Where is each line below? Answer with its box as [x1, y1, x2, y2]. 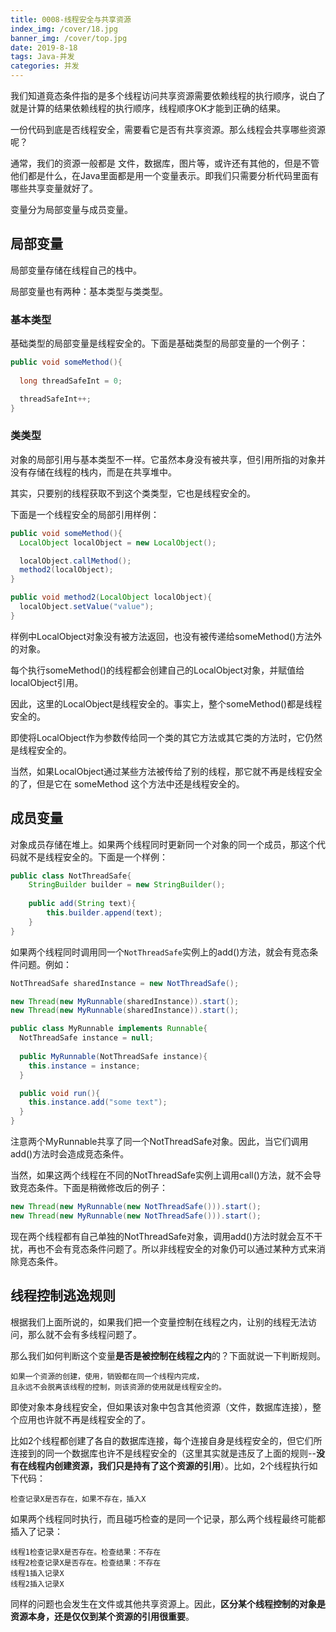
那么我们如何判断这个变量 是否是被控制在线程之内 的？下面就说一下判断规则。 [10, 1349, 326, 1361]
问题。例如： [18, 958, 72, 970]
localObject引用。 [10, 676, 84, 688]
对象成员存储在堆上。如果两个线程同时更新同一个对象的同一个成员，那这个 [10, 838, 317, 850]
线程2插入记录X [10, 1579, 65, 1589]
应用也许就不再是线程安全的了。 [18, 1413, 151, 1425]
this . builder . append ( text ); [46, 908, 163, 918]
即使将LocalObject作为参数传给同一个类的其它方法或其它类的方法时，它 [10, 731, 306, 743]
